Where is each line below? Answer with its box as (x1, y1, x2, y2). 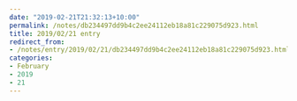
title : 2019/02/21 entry (9, 29, 101, 38)
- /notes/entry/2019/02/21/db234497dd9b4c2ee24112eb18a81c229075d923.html (9, 46, 291, 54)
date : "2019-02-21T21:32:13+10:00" (9, 12, 141, 22)
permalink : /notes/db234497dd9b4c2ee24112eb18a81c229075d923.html (9, 21, 259, 30)
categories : (9, 54, 53, 62)
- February (9, 62, 49, 71)
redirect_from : (9, 37, 65, 47)
